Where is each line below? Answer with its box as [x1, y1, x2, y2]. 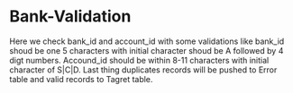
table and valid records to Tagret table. [9, 73, 153, 84]
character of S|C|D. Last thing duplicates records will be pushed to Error [9, 64, 278, 75]
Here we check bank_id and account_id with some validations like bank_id [9, 36, 285, 46]
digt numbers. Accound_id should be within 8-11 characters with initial [9, 55, 270, 65]
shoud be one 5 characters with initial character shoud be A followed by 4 [9, 45, 284, 55]
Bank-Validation [9, 6, 132, 27]
